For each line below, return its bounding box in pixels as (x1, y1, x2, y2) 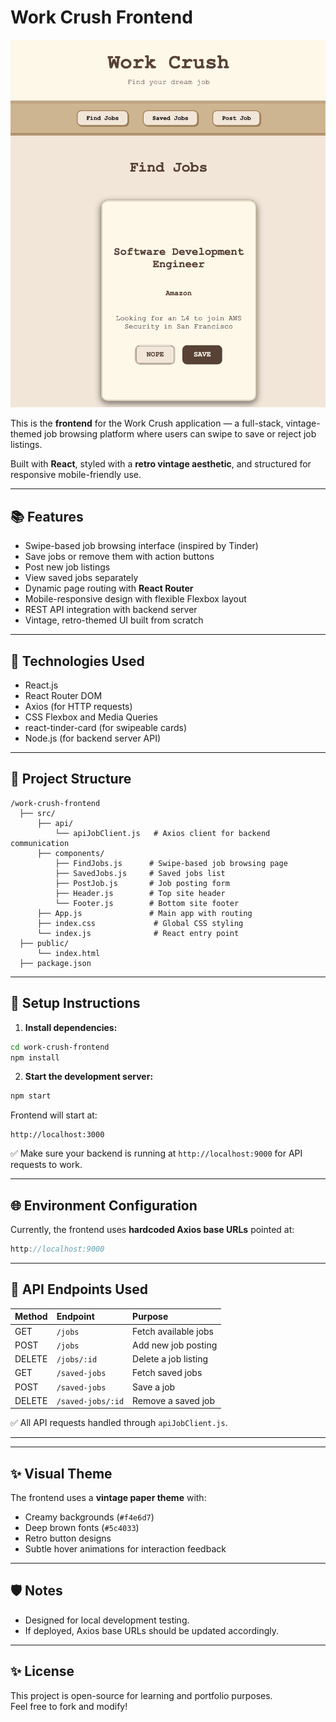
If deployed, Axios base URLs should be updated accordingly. (24, 1624, 280, 1636)
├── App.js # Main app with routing (36, 908, 253, 918)
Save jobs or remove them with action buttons (24, 551, 215, 563)
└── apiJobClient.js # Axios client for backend (54, 828, 271, 838)
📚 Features (10, 508, 84, 525)
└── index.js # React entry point (36, 928, 240, 938)
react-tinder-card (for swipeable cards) (24, 722, 188, 734)
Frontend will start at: (10, 1109, 98, 1121)
